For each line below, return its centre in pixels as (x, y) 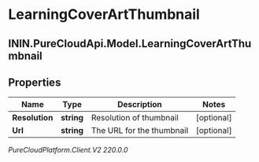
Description (140, 105)
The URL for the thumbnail (140, 131)
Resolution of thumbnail (135, 118)
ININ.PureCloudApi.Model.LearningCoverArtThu (130, 44)
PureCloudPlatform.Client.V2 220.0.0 (68, 150)
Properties (35, 82)
